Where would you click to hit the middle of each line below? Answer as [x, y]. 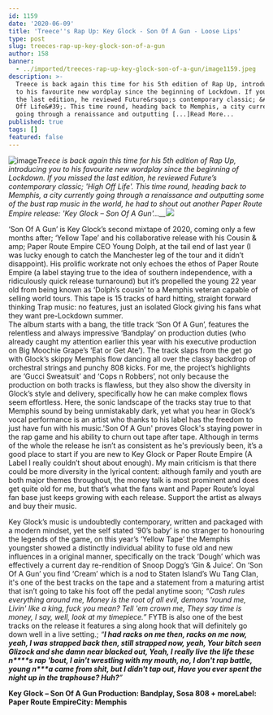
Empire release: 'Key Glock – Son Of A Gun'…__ [87, 213]
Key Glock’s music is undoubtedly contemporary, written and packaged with [136, 521]
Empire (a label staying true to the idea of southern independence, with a [131, 272]
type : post [27, 39]
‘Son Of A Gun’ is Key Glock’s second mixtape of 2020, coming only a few [132, 229]
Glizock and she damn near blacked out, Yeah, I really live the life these [131, 651]
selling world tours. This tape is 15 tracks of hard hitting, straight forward [130, 298]
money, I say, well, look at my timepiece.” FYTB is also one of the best [126, 616]
